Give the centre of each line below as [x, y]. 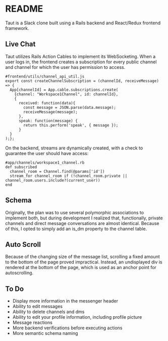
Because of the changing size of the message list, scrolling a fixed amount [82, 257]
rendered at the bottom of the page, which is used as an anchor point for [81, 268]
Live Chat [20, 44]
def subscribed [21, 167]
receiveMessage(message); [51, 112]
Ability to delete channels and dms [48, 312]
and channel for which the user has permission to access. [65, 67]
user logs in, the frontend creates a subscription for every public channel [81, 62]
